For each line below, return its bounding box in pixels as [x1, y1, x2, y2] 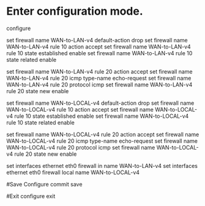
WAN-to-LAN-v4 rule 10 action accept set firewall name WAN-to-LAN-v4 [6, 43, 191, 50]
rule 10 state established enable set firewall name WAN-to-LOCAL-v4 [14, 112, 189, 120]
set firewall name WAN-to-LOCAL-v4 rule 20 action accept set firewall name [6, 131, 199, 138]
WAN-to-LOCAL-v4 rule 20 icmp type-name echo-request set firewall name [6, 137, 198, 145]
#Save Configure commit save [6, 180, 83, 188]
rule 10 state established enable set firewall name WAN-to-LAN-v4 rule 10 [6, 49, 193, 56]
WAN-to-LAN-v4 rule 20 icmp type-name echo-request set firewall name [6, 74, 192, 82]
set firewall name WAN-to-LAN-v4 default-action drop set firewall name [6, 36, 188, 44]
